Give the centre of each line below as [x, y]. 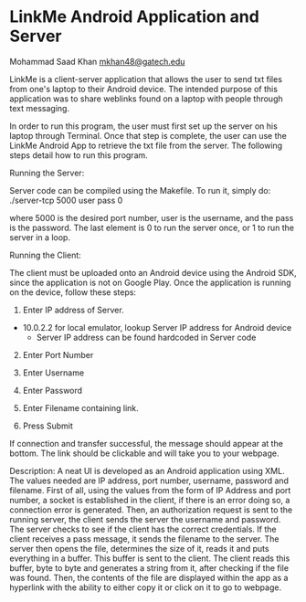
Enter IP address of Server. [74, 310]
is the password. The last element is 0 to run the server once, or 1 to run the [152, 227]
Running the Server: [47, 173]
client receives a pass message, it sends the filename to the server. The [145, 539]
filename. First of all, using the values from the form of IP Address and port [150, 490]
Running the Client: [46, 255]
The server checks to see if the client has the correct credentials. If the [143, 529]
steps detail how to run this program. [79, 155]
